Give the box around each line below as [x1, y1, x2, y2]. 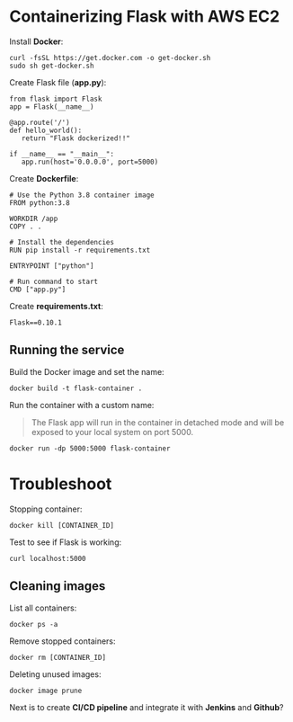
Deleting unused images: [9, 668, 102, 680]
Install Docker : [9, 36, 64, 47]
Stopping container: [9, 504, 83, 514]
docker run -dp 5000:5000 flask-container [9, 443, 171, 453]
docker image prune [9, 686, 83, 695]
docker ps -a [9, 619, 58, 628]
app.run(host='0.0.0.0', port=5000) [21, 157, 159, 166]
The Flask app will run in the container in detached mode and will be [31, 416, 285, 428]
